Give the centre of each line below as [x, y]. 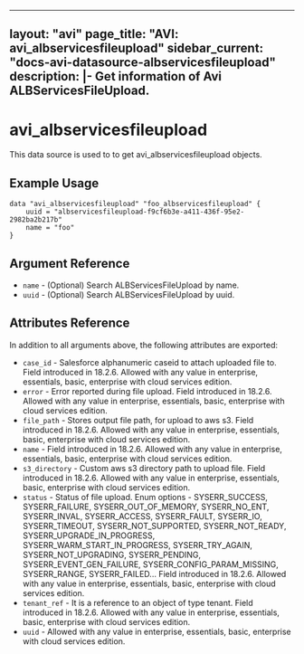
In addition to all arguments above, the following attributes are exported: [144, 345]
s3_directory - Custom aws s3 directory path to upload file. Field [144, 468]
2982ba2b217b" [36, 220]
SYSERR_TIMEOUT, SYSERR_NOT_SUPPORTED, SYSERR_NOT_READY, [154, 526]
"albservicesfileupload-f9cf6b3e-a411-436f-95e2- [149, 212]
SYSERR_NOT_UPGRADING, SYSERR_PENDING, [112, 554]
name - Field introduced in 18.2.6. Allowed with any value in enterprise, [152, 449]
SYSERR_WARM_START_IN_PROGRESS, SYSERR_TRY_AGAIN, [138, 545]
